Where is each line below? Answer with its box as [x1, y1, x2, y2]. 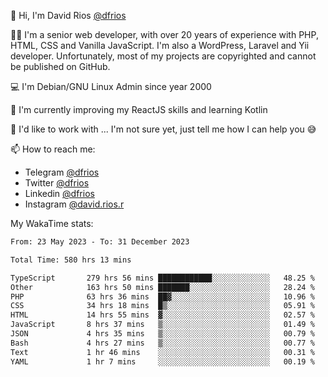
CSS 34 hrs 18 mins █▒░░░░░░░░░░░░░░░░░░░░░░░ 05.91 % [10, 301, 315, 311]
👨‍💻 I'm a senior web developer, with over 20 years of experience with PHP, [10, 29, 319, 40]
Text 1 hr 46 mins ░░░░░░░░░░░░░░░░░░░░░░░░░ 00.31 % [10, 347, 315, 357]
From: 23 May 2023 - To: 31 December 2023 [10, 237, 190, 247]
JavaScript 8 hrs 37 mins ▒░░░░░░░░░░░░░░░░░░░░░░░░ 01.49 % [10, 320, 315, 330]
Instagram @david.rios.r [24, 198, 125, 210]
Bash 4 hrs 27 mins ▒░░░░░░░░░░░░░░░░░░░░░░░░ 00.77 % [10, 338, 315, 348]
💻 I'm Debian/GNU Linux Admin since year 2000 [10, 81, 212, 92]
